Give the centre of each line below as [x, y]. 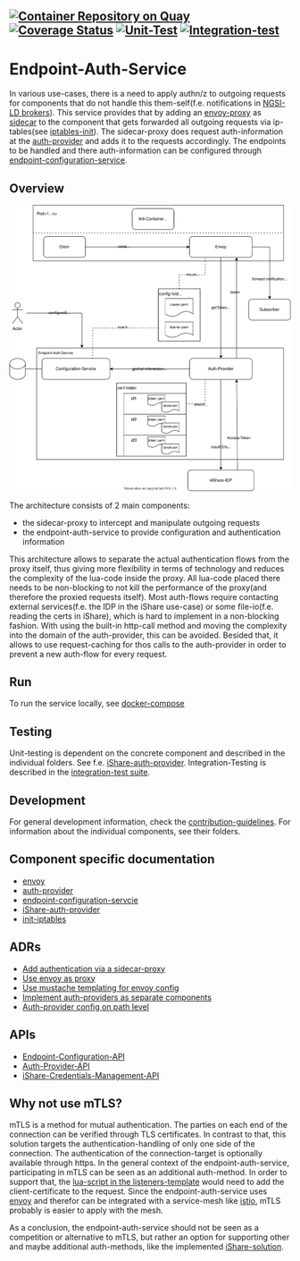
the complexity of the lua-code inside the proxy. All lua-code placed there [145, 578]
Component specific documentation [112, 859]
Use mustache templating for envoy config [100, 987]
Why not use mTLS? [66, 1103]
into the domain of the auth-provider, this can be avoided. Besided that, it [144, 635]
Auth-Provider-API [56, 1066]
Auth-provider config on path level [86, 1006]
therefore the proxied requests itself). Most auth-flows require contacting [144, 597]
